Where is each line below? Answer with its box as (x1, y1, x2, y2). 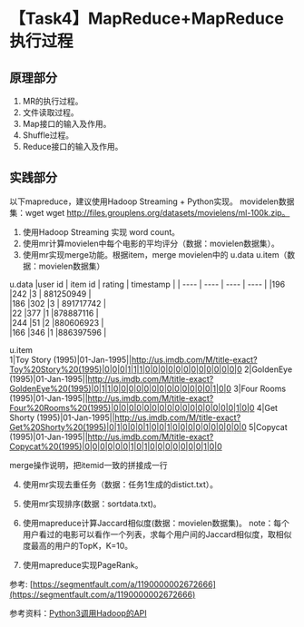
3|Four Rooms (232, 383, 287, 394)
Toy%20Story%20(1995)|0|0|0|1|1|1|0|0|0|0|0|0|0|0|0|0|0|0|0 (9, 364, 242, 375)
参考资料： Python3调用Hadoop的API (9, 607, 147, 618)
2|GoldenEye (243, 364, 293, 375)
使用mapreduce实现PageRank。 (22, 559, 143, 570)
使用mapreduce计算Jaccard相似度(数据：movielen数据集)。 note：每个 (22, 517, 290, 528)
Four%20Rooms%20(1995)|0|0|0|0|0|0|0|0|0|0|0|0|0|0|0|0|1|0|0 (9, 402, 255, 413)
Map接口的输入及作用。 (22, 119, 112, 129)
